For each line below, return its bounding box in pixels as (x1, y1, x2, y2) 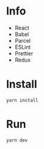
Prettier (14, 49, 33, 57)
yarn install (6, 97, 39, 103)
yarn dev (6, 137, 28, 143)
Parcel (14, 37, 31, 44)
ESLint (14, 43, 31, 51)
